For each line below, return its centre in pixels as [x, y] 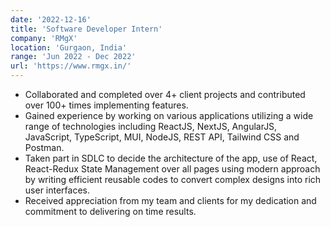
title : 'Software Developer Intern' [86, 29]
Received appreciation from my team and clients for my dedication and [170, 200]
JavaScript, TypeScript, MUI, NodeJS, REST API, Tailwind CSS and [162, 137]
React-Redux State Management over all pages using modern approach [172, 169]
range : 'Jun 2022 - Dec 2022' [73, 57]
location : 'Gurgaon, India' [69, 47]
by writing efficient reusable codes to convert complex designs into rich [173, 179]
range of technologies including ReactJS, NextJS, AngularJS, [151, 126]
